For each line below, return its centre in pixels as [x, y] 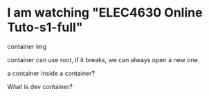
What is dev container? [40, 86]
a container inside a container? [51, 73]
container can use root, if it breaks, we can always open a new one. [103, 59]
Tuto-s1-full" [45, 27]
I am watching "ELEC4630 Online [105, 13]
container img [27, 46]
